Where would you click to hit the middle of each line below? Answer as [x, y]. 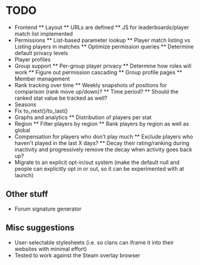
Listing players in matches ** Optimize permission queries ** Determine [104, 47]
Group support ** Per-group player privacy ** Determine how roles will [103, 66]
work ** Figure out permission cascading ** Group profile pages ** [98, 72]
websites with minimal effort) [51, 249]
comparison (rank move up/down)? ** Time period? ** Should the [96, 91]
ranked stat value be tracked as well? [61, 98]
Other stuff [27, 194]
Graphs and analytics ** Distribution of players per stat [83, 117]
